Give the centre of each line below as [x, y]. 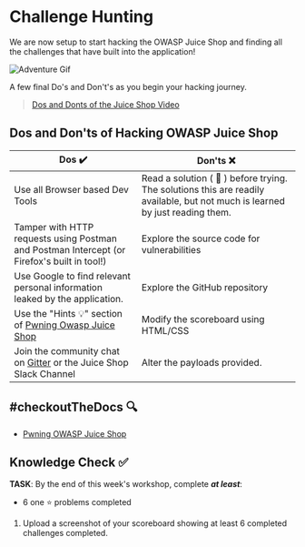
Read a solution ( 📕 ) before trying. [214, 177]
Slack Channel [44, 373]
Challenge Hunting [82, 17]
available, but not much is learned [213, 200]
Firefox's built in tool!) [60, 261]
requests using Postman [66, 238]
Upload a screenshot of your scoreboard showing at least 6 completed [155, 523]
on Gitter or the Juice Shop [71, 362]
